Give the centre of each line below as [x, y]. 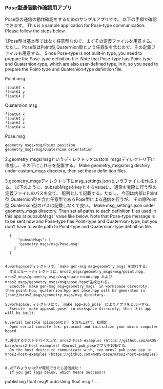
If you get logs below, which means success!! [58, 373]
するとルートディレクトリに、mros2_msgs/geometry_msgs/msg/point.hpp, [77, 272]
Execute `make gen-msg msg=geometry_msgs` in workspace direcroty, [80, 287]
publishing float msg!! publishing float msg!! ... [51, 382]
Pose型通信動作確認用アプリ [39, 7]
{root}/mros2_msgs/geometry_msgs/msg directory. [55, 295]
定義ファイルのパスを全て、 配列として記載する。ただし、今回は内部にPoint [81, 193]
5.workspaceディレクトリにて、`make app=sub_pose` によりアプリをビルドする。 [79, 305]
